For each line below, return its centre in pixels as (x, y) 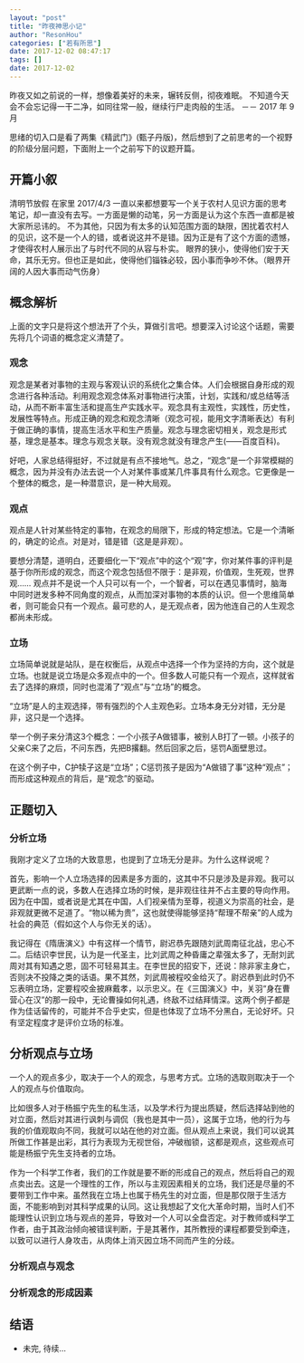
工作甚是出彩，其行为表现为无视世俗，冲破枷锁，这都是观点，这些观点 (156, 1141)
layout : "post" (38, 18)
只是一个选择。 (61, 717)
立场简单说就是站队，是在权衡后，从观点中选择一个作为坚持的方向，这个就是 (152, 664)
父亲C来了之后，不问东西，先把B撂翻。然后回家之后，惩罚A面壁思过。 (141, 748)
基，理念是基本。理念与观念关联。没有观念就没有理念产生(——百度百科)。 (147, 441)
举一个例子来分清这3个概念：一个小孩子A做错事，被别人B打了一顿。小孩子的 (152, 737)
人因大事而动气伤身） (65, 271)
